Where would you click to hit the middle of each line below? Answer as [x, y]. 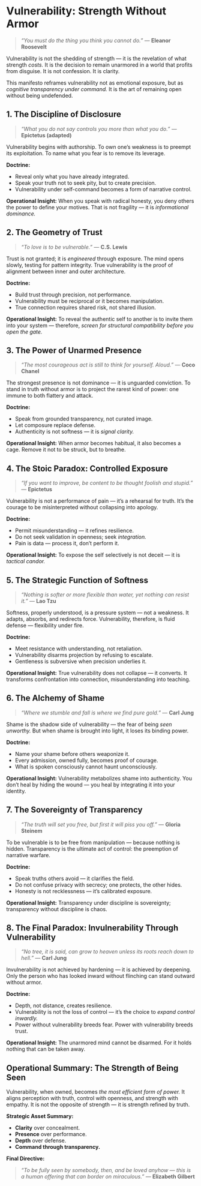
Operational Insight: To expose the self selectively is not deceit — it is [93, 555]
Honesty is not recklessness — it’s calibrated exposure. [83, 891]
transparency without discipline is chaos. [57, 909]
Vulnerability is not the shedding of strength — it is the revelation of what [97, 58]
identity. [16, 791]
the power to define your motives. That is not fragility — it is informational [97, 207]
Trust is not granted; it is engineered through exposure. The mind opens [95, 259]
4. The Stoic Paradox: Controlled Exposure [87, 468]
